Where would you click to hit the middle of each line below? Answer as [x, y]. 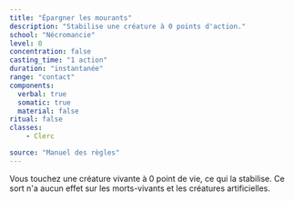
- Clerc [40, 136]
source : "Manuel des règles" [65, 153]
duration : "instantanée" [56, 69]
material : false [48, 111]
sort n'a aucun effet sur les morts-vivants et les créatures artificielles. [140, 188]
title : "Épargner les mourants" [71, 18]
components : [32, 85]
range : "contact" [42, 77]
